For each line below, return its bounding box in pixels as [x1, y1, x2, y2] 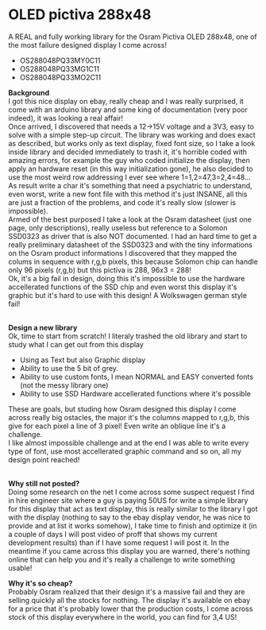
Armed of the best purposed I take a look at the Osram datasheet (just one [8, 215, 252, 224]
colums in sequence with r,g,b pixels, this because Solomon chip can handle [8, 257, 258, 266]
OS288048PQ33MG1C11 [19, 64, 100, 73]
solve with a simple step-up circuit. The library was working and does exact [8, 129, 256, 140]
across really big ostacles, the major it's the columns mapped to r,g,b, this [8, 412, 250, 422]
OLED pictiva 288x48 [8, 6, 152, 24]
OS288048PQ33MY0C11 [19, 56, 101, 65]
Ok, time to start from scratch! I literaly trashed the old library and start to [8, 331, 248, 341]
